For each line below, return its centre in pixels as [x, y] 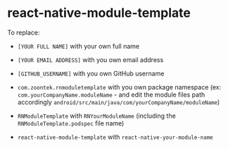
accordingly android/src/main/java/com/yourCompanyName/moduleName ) [119, 102]
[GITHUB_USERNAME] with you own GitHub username [91, 73]
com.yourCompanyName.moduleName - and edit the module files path [111, 94]
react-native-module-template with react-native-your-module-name [115, 137]
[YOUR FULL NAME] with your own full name [78, 46]
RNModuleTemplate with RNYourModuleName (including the [96, 116]
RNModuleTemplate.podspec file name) [71, 123]
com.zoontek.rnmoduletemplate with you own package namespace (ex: [119, 87]
